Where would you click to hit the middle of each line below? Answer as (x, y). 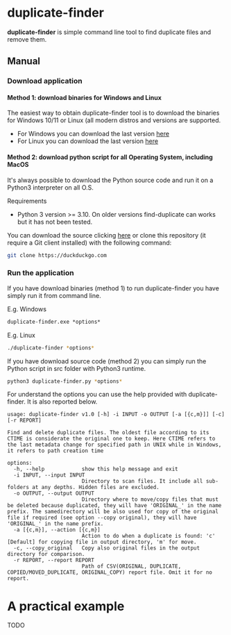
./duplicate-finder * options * (51, 348)
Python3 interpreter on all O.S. (50, 187)
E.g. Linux (22, 335)
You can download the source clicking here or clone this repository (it (106, 235)
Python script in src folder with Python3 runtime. (77, 368)
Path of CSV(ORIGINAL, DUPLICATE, (131, 567)
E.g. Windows (27, 309)
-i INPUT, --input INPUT (49, 475)
